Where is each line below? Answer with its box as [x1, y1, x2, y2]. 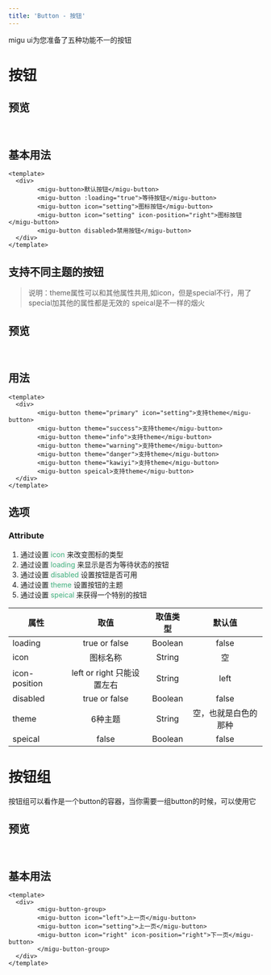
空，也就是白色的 [192, 707, 258, 718]
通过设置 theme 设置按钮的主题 [19, 580, 123, 589]
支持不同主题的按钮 [8, 265, 104, 278]
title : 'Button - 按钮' [8, 11, 86, 20]
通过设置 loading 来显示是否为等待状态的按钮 [19, 559, 169, 569]
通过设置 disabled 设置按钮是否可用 [19, 570, 138, 580]
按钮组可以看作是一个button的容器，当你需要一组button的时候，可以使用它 [8, 796, 256, 806]
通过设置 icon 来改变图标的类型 [19, 550, 123, 559]
